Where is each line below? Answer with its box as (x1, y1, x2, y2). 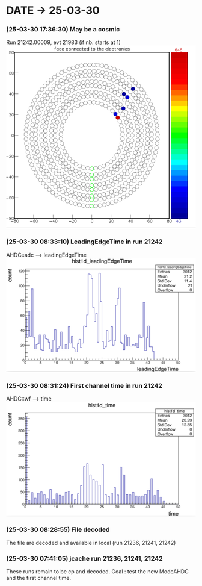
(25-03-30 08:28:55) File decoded (6, 525, 110, 534)
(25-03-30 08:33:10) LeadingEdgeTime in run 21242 (6, 237, 163, 246)
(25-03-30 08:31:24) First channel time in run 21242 (6, 381, 162, 390)
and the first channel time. (6, 575, 71, 582)
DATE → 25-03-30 (6, 4, 100, 17)
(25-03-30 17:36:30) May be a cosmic (6, 25, 120, 34)
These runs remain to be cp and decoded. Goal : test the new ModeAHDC (6, 568, 189, 575)
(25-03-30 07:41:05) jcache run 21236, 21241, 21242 (6, 554, 164, 563)
